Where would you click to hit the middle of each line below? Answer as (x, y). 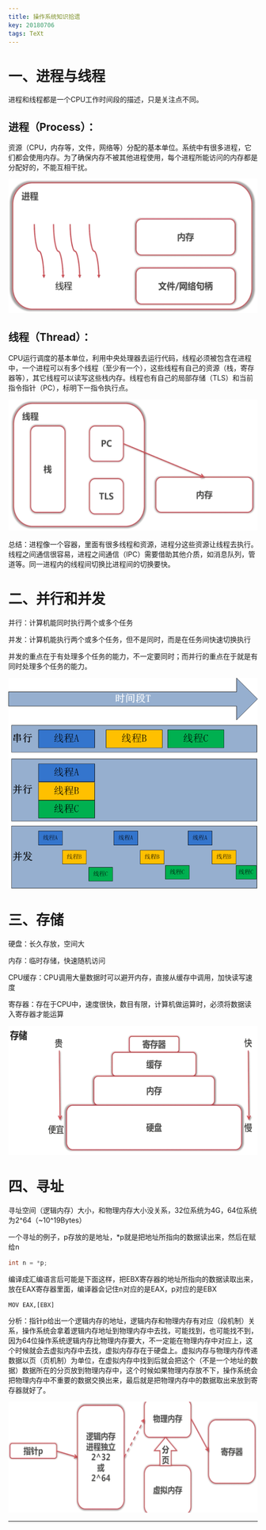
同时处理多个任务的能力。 (50, 666)
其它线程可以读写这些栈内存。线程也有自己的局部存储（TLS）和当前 (142, 377)
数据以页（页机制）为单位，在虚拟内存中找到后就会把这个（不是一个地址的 (129, 1360)
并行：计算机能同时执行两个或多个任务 (70, 622)
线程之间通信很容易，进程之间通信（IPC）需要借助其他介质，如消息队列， (128, 554)
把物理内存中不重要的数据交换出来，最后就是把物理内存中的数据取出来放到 (129, 1380)
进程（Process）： (52, 127)
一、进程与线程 (57, 76)
